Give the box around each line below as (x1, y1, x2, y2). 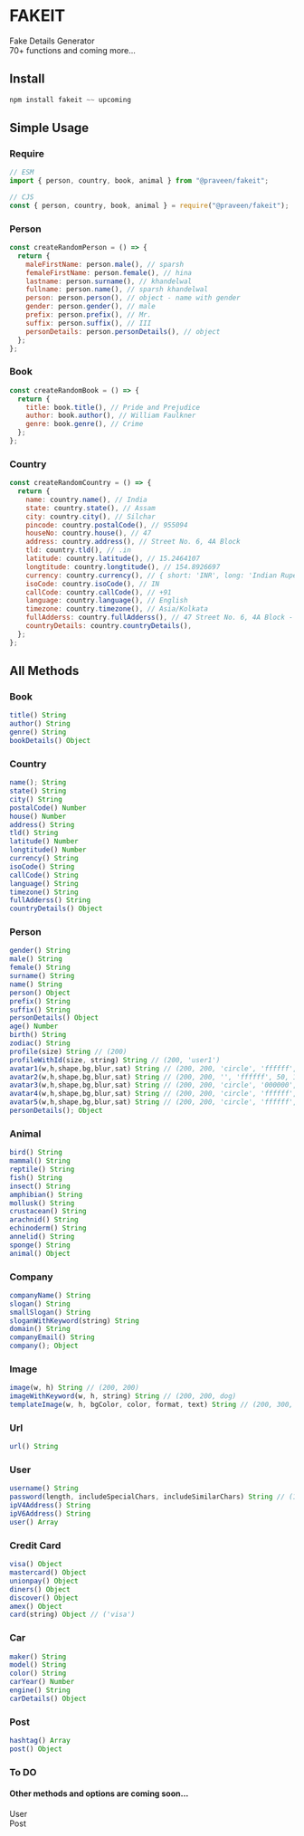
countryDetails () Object (9, 904, 103, 914)
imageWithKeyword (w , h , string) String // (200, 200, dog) (9, 1392, 237, 1401)
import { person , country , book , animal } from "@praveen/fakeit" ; (9, 176, 270, 186)
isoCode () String (9, 861, 75, 871)
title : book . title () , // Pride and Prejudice (25, 403, 201, 412)
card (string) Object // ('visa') (9, 1610, 136, 1620)
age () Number (9, 1022, 59, 1032)
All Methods (9, 663, 80, 679)
